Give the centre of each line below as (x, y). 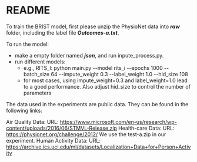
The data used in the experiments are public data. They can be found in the (97, 104)
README (28, 10)
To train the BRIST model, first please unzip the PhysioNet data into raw (93, 26)
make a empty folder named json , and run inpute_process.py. (89, 55)
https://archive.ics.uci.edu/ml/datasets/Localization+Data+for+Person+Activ (98, 147)
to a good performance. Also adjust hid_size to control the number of (107, 86)
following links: (24, 110)
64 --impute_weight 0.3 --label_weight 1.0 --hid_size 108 (119, 74)
